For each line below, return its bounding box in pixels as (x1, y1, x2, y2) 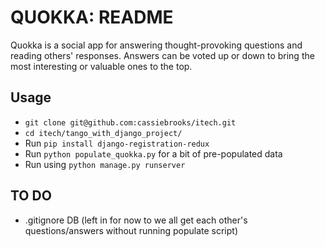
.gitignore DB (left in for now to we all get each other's (24, 214, 248, 226)
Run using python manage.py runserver (24, 158, 186, 170)
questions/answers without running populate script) (24, 224, 238, 236)
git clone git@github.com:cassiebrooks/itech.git (24, 117, 237, 128)
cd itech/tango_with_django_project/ (24, 128, 183, 138)
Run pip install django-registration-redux (24, 137, 210, 149)
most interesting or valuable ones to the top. (10, 60, 193, 72)
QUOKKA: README (10, 6, 174, 29)
